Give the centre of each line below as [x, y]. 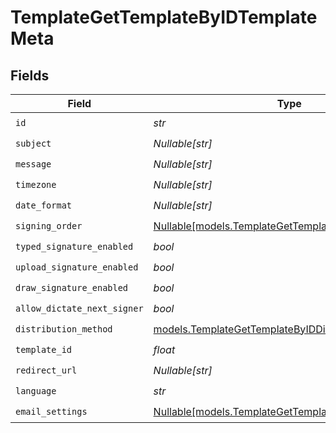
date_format [44, 205]
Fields [30, 75]
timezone [36, 184]
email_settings [51, 411]
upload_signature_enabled [77, 267]
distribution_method [64, 329]
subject [33, 143]
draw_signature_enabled [72, 287]
